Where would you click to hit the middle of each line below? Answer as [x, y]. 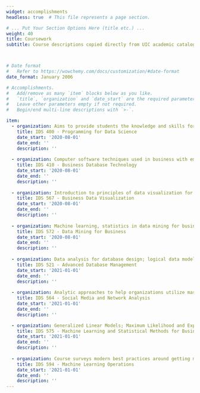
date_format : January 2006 [40, 77]
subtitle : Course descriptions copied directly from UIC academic [90, 45]
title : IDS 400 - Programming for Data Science [77, 132]
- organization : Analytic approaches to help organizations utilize [98, 293]
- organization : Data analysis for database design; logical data [96, 259]
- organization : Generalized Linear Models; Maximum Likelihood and [98, 326]
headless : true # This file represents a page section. [78, 17]
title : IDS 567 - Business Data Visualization [76, 198]
